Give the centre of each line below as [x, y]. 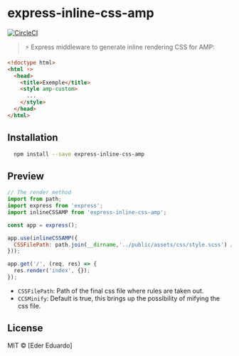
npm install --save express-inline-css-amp [79, 154]
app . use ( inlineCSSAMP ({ [43, 238]
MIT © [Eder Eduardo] [40, 345]
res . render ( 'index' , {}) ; [52, 271]
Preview [26, 176]
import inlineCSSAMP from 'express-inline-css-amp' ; [87, 212]
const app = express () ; [43, 225]
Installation [33, 137]
